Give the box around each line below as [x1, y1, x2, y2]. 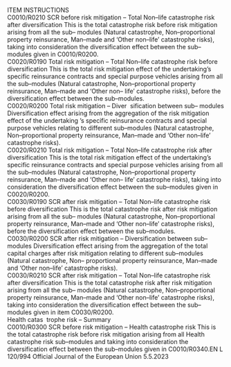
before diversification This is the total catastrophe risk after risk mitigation [7, 205, 218, 213]
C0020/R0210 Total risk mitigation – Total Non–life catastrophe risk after [7, 146, 212, 154]
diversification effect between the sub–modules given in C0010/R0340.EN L [7, 345, 223, 353]
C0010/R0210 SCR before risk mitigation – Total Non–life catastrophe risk [7, 13, 215, 22]
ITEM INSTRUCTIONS [7, 6, 69, 14]
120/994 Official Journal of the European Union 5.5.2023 [7, 352, 169, 360]
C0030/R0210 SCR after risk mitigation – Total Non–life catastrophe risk [7, 271, 211, 280]
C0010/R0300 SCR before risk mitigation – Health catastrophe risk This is [7, 323, 216, 331]
